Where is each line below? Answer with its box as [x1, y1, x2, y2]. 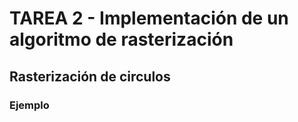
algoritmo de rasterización [9, 28, 234, 51]
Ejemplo [9, 98, 50, 112]
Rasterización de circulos [9, 68, 171, 85]
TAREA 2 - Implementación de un [9, 7, 289, 30]
